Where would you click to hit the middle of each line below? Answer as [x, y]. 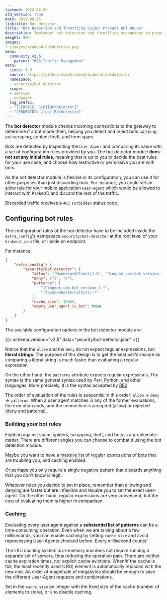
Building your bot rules [33, 424]
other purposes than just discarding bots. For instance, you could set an [79, 182]
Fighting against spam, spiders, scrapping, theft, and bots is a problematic [81, 435]
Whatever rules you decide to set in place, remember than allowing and [78, 485]
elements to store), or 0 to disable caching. [49, 592]
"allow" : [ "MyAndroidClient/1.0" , [67, 274]
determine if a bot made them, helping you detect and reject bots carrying [81, 131]
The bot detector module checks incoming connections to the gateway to [81, 126]
